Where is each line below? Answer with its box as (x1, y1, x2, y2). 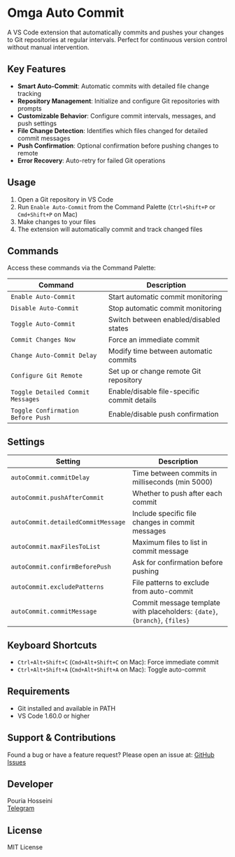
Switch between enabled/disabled (108, 315, 220, 325)
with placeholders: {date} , (131, 607, 218, 617)
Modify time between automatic (108, 347, 213, 356)
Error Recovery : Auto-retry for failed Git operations (17, 156, 166, 165)
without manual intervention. (7, 43, 90, 51)
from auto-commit (131, 587, 194, 597)
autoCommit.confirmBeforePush (10, 563, 112, 571)
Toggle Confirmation (10, 407, 79, 414)
